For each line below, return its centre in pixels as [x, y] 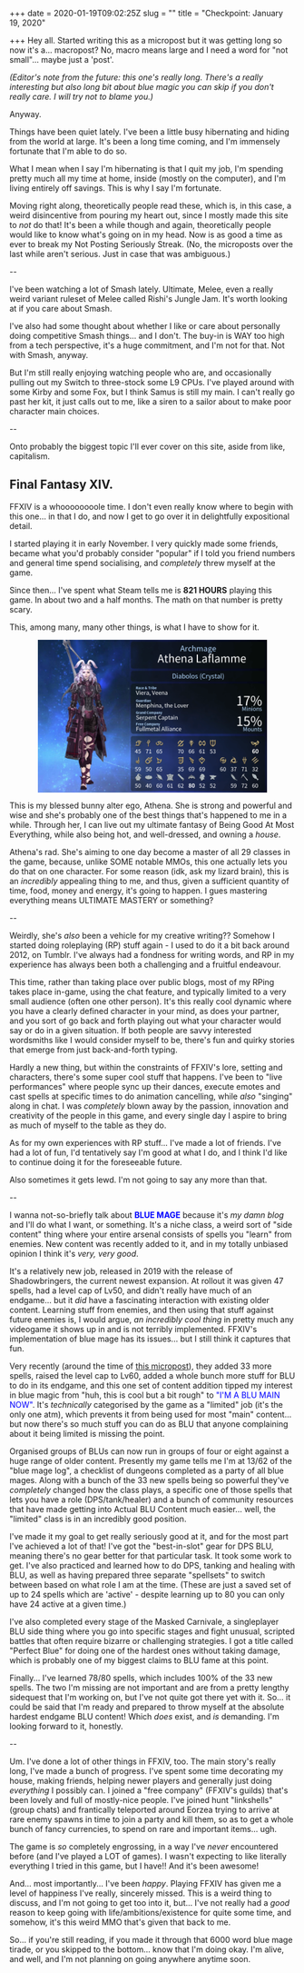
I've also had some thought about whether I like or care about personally [145, 326]
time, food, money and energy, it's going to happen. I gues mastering [138, 891]
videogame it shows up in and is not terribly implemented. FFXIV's [133, 1329]
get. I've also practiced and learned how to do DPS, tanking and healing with [152, 1565]
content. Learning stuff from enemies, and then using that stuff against [142, 1310]
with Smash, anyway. [49, 355]
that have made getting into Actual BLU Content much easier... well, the [143, 1509]
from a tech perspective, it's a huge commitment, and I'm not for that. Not [147, 345]
